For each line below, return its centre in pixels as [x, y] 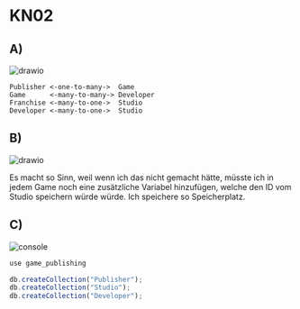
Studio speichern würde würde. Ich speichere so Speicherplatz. [127, 196]
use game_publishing [48, 263]
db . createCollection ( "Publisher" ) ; [76, 279]
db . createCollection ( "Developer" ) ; [76, 296]
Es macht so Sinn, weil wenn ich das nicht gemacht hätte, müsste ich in [142, 177]
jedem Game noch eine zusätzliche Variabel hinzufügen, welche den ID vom [150, 186]
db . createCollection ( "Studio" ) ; [70, 288]
